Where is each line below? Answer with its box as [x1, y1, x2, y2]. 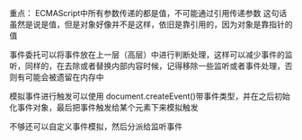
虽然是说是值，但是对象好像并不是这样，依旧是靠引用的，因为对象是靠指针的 [9, 19, 293, 30]
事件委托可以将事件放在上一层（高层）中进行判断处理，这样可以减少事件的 [9, 49, 285, 60]
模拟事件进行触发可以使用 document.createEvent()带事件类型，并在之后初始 [9, 91, 290, 101]
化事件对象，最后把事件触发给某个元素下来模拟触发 [9, 102, 199, 112]
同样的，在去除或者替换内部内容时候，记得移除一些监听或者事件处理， [24, 61, 285, 71]
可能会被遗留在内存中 [24, 72, 104, 83]
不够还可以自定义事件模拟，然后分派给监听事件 [9, 121, 182, 132]
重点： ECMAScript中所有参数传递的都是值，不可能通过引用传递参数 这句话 [9, 8, 288, 18]
